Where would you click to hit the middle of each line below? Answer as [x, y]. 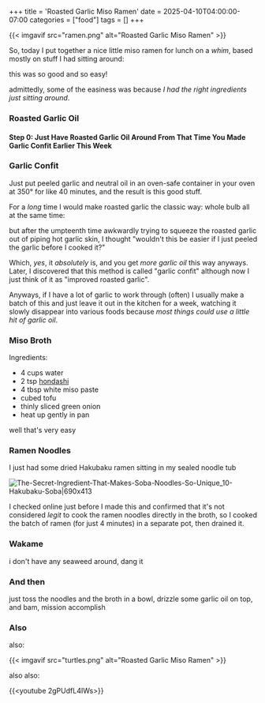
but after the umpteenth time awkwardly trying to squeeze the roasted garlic [133, 230]
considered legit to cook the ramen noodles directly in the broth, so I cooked [133, 515]
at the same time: [37, 215]
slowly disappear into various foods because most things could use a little [129, 311]
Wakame [26, 544]
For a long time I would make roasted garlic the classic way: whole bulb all [129, 207]
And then [27, 581]
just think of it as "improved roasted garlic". [79, 279]
